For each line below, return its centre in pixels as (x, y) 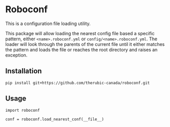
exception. (16, 55)
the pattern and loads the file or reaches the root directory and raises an (81, 49)
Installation (24, 71)
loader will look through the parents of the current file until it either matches (85, 44)
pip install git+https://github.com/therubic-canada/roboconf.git (78, 83)
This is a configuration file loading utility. (48, 23)
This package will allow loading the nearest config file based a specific (80, 33)
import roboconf (23, 110)
